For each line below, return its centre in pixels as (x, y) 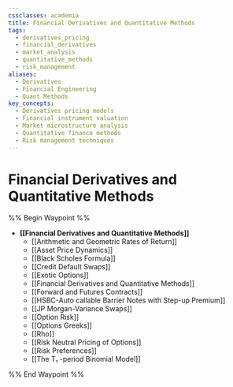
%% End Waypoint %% (46, 374)
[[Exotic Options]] (60, 275)
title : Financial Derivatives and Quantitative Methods (102, 23)
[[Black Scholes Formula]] (73, 258)
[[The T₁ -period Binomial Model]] (86, 359)
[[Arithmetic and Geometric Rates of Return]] (104, 242)
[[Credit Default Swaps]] (71, 267)
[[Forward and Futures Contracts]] (87, 292)
